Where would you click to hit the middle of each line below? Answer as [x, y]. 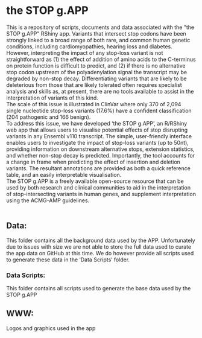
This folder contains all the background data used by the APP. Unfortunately [101, 240]
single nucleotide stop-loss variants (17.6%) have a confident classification [99, 110]
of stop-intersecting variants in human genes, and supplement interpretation [101, 194]
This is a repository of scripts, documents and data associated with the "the [100, 27]
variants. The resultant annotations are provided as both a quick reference [99, 168]
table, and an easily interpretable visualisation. [64, 174]
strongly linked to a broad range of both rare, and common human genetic [98, 40]
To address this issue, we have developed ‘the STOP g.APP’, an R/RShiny [97, 123]
